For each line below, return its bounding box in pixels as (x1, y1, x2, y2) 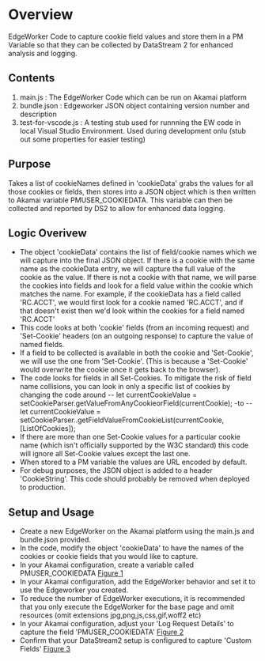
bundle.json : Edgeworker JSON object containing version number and (19, 100, 250, 110)
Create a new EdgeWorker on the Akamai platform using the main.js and (19, 527, 255, 536)
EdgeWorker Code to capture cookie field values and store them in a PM (8, 32, 244, 41)
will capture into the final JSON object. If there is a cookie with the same (19, 255, 256, 266)
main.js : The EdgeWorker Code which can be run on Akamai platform (19, 93, 247, 102)
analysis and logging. (8, 48, 78, 58)
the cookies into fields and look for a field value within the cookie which (19, 281, 253, 290)
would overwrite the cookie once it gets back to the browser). (19, 365, 221, 375)
